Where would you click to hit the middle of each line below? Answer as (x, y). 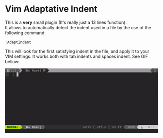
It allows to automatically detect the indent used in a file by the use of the (78, 27)
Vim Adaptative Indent (51, 9)
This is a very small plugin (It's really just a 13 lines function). (66, 22)
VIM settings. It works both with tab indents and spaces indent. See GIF (76, 56)
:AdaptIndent (18, 42)
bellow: (12, 61)
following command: (25, 33)
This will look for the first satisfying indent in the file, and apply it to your (77, 51)
